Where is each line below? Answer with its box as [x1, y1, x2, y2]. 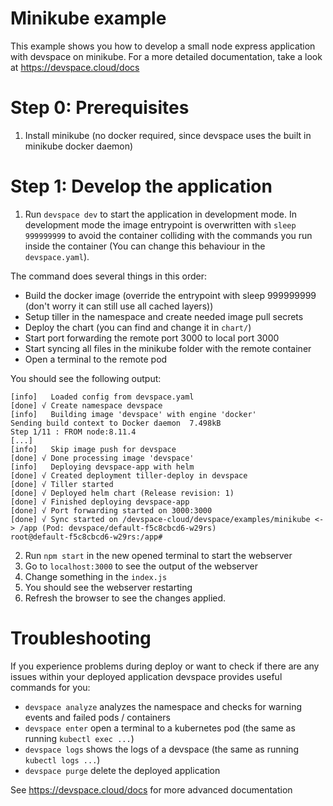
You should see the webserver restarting [24, 581, 193, 593]
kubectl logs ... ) [24, 753, 101, 766]
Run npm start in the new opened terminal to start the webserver [24, 549, 293, 561]
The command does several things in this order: [10, 270, 208, 282]
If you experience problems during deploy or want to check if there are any [10, 660, 320, 672]
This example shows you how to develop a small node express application [10, 40, 316, 52]
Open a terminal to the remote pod [24, 353, 168, 365]
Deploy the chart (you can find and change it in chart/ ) [24, 321, 252, 333]
